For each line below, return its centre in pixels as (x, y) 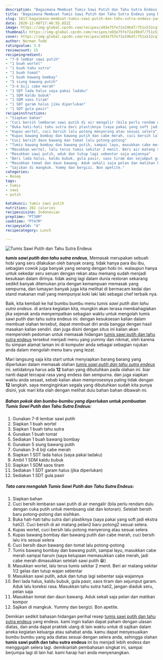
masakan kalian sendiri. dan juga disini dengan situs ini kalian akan (72, 329)
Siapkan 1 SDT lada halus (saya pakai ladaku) (58, 455)
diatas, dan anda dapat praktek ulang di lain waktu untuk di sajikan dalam (78, 627)
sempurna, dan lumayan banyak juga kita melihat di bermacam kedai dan (78, 289)
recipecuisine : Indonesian (33, 212)
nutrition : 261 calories (30, 208)
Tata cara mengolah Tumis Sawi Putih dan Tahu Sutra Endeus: (70, 486)
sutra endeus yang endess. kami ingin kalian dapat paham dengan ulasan (79, 621)
